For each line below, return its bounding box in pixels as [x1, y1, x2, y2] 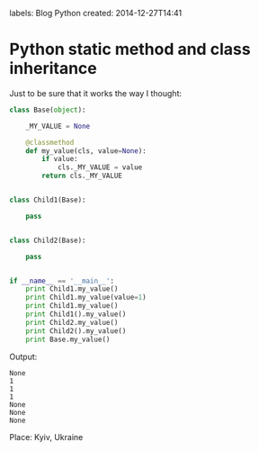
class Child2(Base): [9, 236, 87, 245]
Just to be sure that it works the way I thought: [9, 87, 183, 98]
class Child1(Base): [9, 195, 87, 205]
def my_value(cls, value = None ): [25, 146, 147, 156]
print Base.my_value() [25, 335, 111, 344]
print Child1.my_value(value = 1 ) [25, 293, 147, 302]
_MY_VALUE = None [25, 122, 91, 131]
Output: [9, 351, 38, 362]
